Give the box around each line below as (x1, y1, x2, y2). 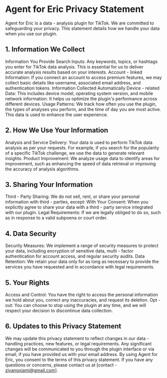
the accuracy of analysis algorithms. (5, 166, 80, 172)
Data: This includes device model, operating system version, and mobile (5, 90, 154, 96)
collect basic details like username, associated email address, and (5, 79, 141, 85)
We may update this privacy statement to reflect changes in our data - (5, 335, 150, 341)
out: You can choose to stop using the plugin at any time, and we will (5, 302, 146, 308)
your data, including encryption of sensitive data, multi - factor (5, 248, 134, 254)
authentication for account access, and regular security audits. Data (5, 253, 145, 259)
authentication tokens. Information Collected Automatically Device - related (5, 85, 160, 91)
